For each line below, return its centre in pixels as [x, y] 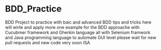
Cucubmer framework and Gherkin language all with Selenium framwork [78, 32]
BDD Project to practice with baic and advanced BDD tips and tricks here [78, 22]
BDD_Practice [33, 9]
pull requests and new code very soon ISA [48, 42]
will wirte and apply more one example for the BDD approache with [72, 27]
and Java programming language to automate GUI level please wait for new [81, 37]
